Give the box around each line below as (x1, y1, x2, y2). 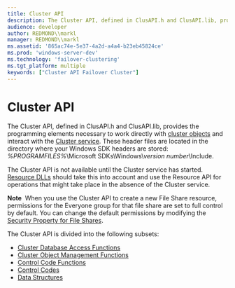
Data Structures (17, 273, 63, 282)
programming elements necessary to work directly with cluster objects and (7, 130, 224, 138)
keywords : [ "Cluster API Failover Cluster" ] (7, 69, 139, 76)
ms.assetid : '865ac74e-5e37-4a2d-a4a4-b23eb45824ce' (7, 43, 164, 50)
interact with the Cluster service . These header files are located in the (7, 137, 208, 146)
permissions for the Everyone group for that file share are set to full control (7, 201, 223, 210)
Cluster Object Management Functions (17, 251, 129, 259)
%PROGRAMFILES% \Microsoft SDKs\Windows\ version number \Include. (7, 152, 215, 160)
